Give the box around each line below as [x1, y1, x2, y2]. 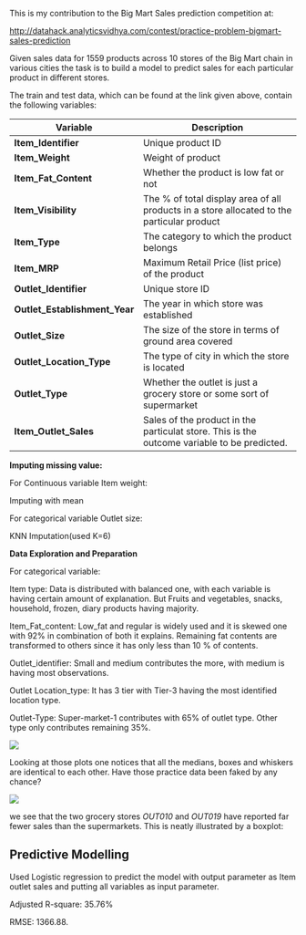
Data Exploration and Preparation [9, 548, 138, 559]
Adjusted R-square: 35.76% [9, 899, 114, 909]
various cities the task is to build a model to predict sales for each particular [9, 63, 294, 73]
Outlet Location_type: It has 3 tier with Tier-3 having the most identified [9, 685, 278, 696]
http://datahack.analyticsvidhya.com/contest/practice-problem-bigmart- [9, 26, 282, 36]
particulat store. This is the [142, 425, 257, 437]
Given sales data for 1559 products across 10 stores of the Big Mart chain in [9, 53, 293, 63]
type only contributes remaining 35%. [9, 722, 152, 732]
